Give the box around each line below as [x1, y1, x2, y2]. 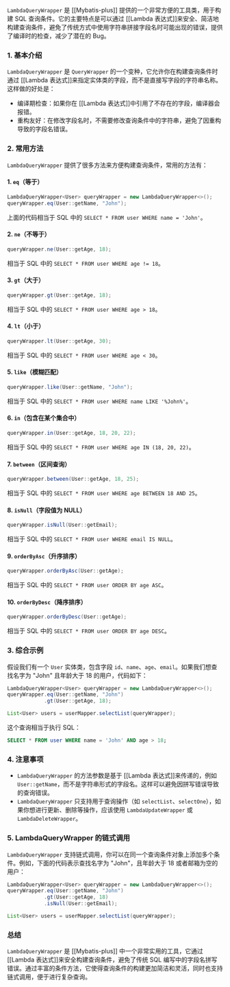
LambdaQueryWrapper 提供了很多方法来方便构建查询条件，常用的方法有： [7, 161, 208, 169]
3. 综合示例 [7, 646, 44, 655]
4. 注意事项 [7, 754, 44, 764]
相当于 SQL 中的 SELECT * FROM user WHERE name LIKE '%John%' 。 [7, 397, 192, 405]
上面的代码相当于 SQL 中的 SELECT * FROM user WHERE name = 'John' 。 [7, 213, 207, 221]
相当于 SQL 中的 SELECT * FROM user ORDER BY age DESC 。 [7, 627, 171, 635]
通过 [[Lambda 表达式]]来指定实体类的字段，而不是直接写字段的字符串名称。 [7, 76, 222, 84]
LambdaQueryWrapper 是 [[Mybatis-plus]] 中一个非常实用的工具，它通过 [7, 947, 203, 955]
